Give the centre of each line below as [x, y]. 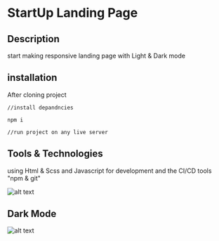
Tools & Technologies [55, 154]
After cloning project [37, 95]
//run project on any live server [58, 132]
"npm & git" [24, 178]
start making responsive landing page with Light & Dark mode [97, 56]
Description [33, 39]
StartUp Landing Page [73, 13]
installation [32, 78]
